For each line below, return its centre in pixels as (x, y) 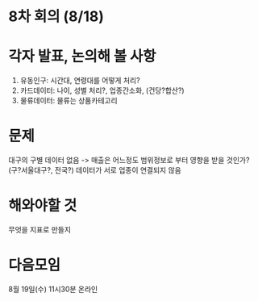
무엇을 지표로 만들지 (40, 230)
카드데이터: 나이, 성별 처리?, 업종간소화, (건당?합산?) (102, 90)
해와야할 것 (43, 206)
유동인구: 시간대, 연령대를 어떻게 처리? (80, 81)
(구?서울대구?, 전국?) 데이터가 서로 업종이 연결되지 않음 (95, 170)
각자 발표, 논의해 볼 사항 (82, 56)
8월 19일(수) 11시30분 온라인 (53, 289)
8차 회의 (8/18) (56, 17)
